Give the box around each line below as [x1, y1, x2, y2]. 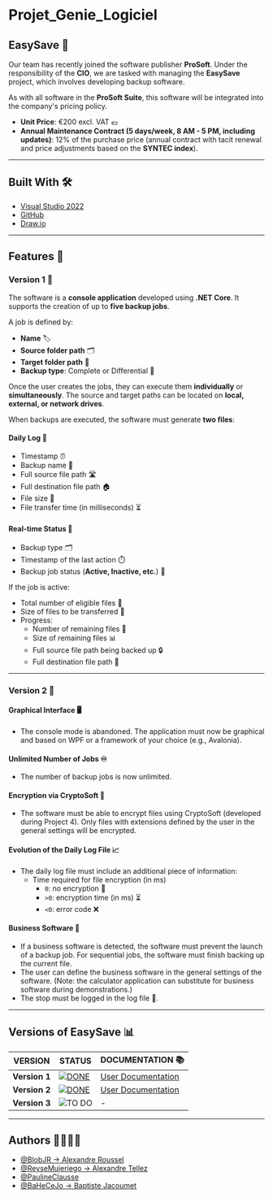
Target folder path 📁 [19, 357, 90, 367]
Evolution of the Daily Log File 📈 [8, 845, 120, 855]
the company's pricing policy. [8, 102, 107, 111]
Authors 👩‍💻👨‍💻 [8, 1134, 81, 1148]
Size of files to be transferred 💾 [19, 606, 125, 616]
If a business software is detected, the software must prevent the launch [19, 941, 263, 951]
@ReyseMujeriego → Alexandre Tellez [19, 1164, 149, 1174]
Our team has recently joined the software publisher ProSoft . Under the [8, 59, 248, 69]
